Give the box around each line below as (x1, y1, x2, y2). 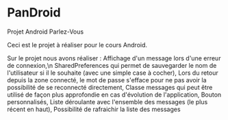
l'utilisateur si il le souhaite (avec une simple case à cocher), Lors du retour (7, 69, 218, 77)
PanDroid (7, 5, 61, 21)
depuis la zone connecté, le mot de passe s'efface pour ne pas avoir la (7, 75, 207, 84)
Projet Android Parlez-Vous (7, 27, 84, 36)
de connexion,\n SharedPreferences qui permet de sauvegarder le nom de (7, 61, 217, 69)
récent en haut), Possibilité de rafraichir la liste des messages (7, 105, 181, 113)
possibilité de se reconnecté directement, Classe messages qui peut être (7, 83, 213, 91)
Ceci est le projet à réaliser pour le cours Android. (7, 40, 148, 49)
